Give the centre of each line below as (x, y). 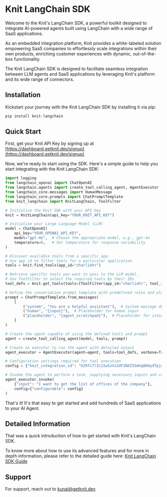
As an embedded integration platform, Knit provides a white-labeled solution (83, 43)
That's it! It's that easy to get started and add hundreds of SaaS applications (83, 403)
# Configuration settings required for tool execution (63, 361)
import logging (21, 178)
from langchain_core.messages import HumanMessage (59, 192)
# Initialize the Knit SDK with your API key (53, 210)
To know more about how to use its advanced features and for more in (77, 451)
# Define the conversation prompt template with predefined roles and (80, 292)
